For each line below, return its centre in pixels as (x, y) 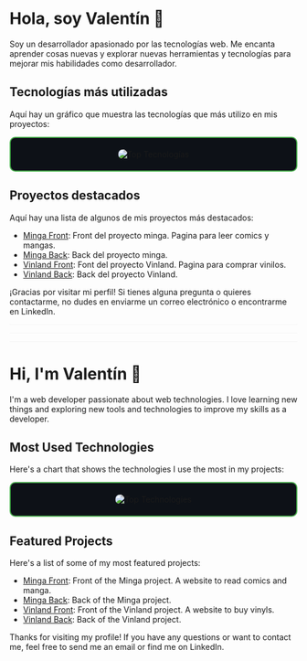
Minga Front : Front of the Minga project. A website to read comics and (155, 581)
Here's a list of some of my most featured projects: (105, 563)
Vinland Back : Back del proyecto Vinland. (100, 274)
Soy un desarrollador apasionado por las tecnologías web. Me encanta (143, 44)
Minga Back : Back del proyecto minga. (95, 254)
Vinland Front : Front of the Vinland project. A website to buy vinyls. (148, 610)
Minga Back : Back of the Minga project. (97, 600)
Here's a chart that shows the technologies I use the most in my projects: (147, 469)
